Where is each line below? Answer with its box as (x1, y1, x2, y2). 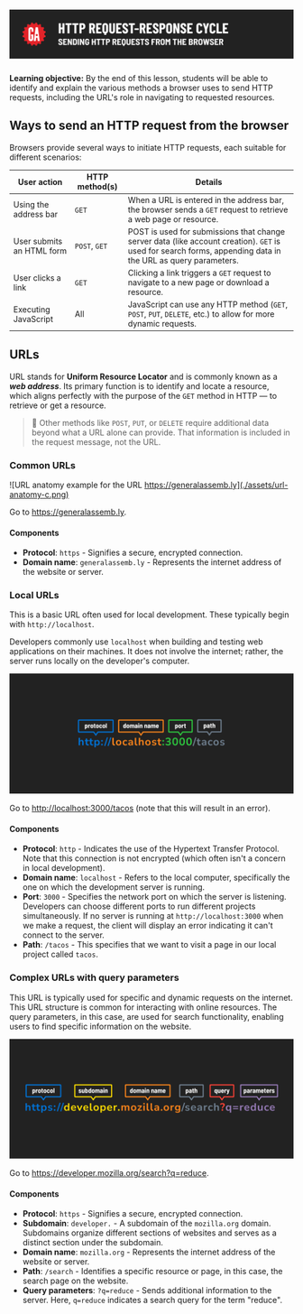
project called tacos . (22, 948, 99, 960)
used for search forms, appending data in (127, 245, 281, 256)
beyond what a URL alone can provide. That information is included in (31, 427, 290, 438)
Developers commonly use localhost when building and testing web (9, 636, 263, 647)
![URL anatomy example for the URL (9, 479, 142, 490)
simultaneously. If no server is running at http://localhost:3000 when (22, 911, 284, 921)
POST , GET (75, 240, 108, 252)
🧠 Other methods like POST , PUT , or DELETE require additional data (31, 417, 270, 428)
